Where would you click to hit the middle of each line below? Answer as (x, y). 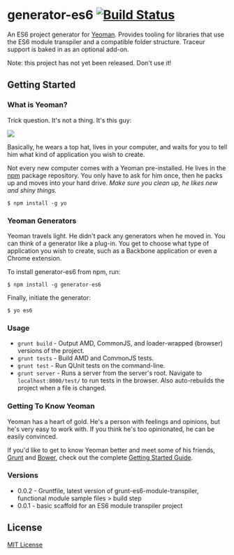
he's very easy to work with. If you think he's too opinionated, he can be (111, 429)
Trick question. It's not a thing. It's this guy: (70, 120)
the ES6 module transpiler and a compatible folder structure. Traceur (106, 41)
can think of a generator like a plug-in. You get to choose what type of (108, 243)
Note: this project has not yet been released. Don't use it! (89, 62)
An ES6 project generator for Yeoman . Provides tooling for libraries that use (116, 34)
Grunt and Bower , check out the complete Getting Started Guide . (100, 457)
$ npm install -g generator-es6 (54, 285)
